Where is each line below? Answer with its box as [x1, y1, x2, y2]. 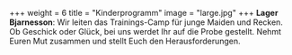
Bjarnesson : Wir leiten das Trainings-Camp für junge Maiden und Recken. [9, 17, 283, 27]
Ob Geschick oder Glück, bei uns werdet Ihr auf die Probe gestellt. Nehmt [9, 27, 281, 36]
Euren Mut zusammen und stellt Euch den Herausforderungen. [9, 35, 241, 46]
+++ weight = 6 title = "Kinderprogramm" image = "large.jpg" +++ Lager [9, 8, 279, 18]
